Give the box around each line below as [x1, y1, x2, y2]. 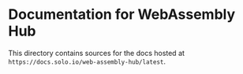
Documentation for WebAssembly [8, 6, 236, 24]
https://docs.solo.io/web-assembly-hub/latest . [8, 57, 166, 66]
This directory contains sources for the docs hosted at [8, 48, 185, 57]
